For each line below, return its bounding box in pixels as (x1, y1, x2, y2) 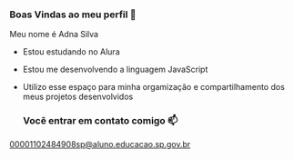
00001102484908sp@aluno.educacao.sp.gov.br (9, 138, 191, 149)
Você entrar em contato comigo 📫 (22, 114, 178, 127)
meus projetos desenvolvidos (22, 91, 134, 103)
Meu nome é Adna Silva (9, 29, 98, 40)
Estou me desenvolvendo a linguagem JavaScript (22, 64, 208, 75)
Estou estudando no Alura (22, 46, 120, 57)
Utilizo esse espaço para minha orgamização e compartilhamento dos (22, 82, 285, 93)
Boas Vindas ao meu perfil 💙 (9, 8, 137, 21)
